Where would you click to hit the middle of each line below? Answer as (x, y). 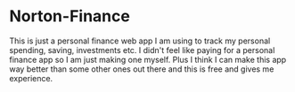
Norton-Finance (70, 16)
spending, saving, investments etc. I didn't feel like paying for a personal (142, 50)
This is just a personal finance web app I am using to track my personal (140, 41)
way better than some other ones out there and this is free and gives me (142, 69)
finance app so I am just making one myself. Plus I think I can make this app (148, 59)
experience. (31, 78)
